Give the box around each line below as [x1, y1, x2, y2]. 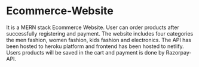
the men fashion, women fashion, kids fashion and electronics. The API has [6, 36, 191, 43]
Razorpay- [166, 49, 192, 56]
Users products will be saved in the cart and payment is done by [6, 49, 165, 56]
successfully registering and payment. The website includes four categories [6, 30, 194, 37]
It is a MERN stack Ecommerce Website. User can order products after [6, 24, 179, 31]
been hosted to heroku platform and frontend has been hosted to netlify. [6, 43, 184, 50]
